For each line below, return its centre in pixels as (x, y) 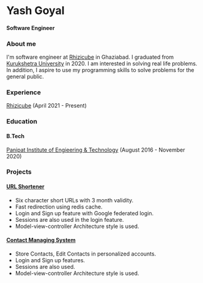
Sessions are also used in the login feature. (69, 219)
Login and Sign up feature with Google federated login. (84, 213)
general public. (25, 76)
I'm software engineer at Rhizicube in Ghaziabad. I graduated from (90, 57)
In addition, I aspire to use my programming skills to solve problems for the (100, 70)
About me (21, 43)
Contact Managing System (41, 240)
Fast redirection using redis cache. (59, 207)
